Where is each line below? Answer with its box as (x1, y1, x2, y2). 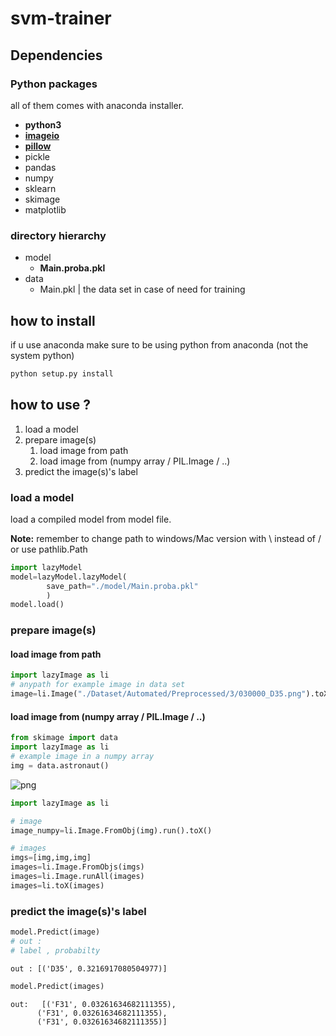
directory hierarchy (10, 228, 107, 242)
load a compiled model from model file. (10, 513, 172, 525)
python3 (24, 118, 62, 131)
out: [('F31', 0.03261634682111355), (10, 999, 177, 1009)
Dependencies (10, 47, 103, 64)
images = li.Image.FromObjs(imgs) (10, 862, 145, 872)
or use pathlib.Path (10, 543, 88, 555)
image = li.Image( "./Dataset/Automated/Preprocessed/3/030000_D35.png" (10, 689, 307, 699)
